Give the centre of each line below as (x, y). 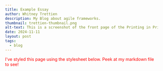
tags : (10, 41)
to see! (12, 64)
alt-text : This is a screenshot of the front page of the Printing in (78, 28)
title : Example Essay (27, 9)
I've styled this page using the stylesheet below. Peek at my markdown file (80, 59)
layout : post (18, 37)
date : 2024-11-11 (23, 32)
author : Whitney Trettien (31, 14)
